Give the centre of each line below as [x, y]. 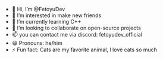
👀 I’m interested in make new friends [57, 15]
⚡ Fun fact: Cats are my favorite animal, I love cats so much [84, 50]
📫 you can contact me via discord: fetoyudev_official [77, 35]
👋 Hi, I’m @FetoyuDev [38, 9]
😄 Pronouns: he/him [37, 43]
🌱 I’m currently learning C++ [46, 22]
